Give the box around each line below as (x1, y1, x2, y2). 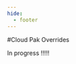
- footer (13, 17, 38, 23)
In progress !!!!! (7, 49, 50, 57)
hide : (7, 10, 23, 17)
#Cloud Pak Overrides (7, 35, 70, 43)
